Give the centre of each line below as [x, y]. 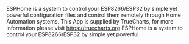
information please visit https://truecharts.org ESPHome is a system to [94, 28]
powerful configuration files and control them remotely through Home [94, 15]
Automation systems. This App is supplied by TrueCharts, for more [90, 21]
